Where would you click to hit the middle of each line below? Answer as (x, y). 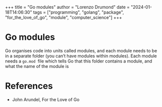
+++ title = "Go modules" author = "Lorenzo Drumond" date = (67, 7)
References (29, 86)
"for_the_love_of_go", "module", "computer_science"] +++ (64, 17)
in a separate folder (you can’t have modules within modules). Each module (81, 56)
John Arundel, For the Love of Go (46, 99)
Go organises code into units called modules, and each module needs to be (81, 50)
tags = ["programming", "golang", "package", (79, 12)
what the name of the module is (37, 66)
